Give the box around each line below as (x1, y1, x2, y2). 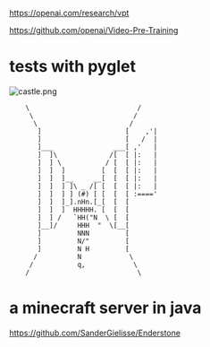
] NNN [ (37, 229, 130, 238)
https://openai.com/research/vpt (9, 8, 130, 18)
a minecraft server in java (9, 298, 202, 318)
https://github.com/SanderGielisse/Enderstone (9, 327, 181, 338)
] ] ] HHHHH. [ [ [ (37, 205, 130, 214)
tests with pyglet (9, 56, 137, 77)
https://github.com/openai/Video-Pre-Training (9, 25, 179, 35)
